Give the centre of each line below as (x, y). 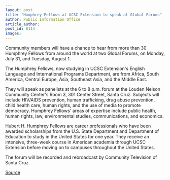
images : (13, 33)
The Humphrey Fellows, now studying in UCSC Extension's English (75, 68)
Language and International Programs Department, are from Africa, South (82, 74)
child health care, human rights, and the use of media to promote (73, 105)
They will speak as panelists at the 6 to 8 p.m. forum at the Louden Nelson (83, 89)
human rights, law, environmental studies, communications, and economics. (84, 116)
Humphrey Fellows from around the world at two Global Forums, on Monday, (85, 53)
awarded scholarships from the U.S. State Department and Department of (82, 131)
